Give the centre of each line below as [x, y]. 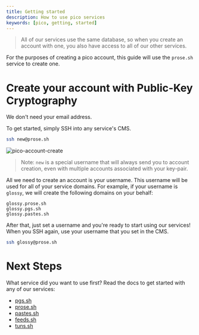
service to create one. [33, 64]
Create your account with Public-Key [99, 88]
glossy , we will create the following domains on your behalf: [80, 193]
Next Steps [34, 266]
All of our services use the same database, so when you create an [102, 40]
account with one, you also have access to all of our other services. [104, 46]
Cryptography [42, 100]
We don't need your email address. [49, 117]
